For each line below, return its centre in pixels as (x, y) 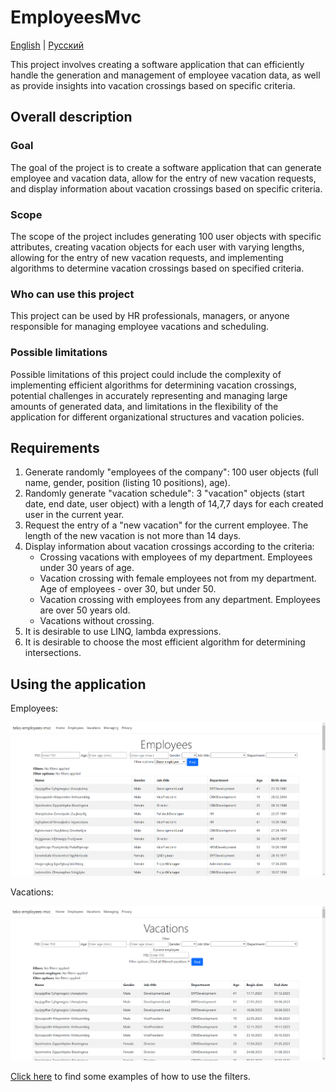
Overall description (71, 117)
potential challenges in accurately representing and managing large (149, 395)
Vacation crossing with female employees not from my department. (178, 578)
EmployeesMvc (76, 17)
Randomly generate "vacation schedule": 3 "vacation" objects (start (164, 493)
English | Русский (47, 45)
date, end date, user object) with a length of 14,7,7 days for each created (174, 504)
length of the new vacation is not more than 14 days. (133, 536)
